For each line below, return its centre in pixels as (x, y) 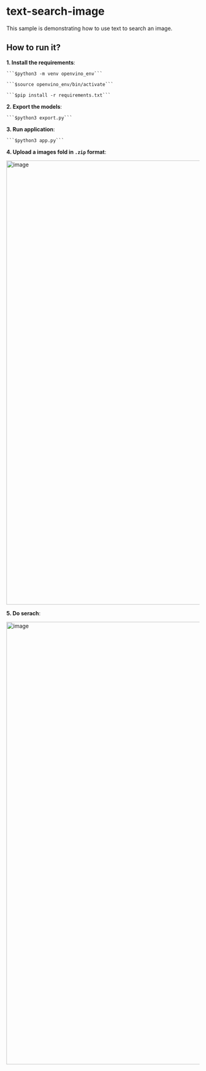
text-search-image (56, 11)
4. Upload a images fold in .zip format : (56, 152)
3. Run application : (31, 129)
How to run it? (34, 48)
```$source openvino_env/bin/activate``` (60, 84)
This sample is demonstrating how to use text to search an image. (90, 28)
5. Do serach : (24, 613)
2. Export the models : (34, 106)
